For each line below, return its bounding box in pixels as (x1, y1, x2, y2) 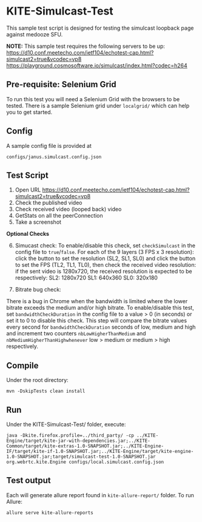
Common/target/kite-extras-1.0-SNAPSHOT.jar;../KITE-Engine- (6, 443, 164, 449)
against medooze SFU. (6, 30, 63, 38)
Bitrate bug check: (15, 286, 62, 293)
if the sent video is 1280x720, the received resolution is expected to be (15, 268, 192, 275)
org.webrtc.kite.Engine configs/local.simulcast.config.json (6, 459, 164, 465)
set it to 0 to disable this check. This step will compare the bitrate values (6, 317, 187, 324)
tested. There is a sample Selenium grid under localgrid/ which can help (6, 102, 190, 109)
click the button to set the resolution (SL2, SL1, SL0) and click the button (15, 255, 196, 262)
